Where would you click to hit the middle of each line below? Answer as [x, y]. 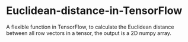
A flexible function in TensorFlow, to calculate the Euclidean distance [90, 27]
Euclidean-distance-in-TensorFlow [94, 11]
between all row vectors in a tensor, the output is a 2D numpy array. [89, 33]
